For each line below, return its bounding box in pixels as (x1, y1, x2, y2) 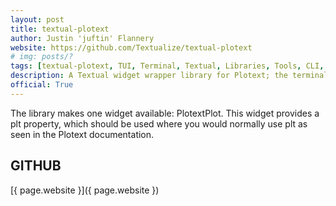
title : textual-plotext (10, 24, 110, 34)
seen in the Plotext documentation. (10, 128, 155, 140)
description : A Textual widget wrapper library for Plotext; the (10, 71, 288, 81)
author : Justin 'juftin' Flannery (10, 33, 155, 43)
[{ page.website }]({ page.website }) (10, 184, 160, 196)
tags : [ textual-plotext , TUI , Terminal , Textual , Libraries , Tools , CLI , (10, 61, 325, 71)
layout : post (10, 14, 65, 25)
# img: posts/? (10, 52, 74, 62)
